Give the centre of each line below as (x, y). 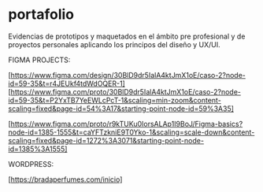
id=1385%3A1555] (38, 149)
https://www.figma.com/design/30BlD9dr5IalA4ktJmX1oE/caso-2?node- (128, 75)
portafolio (41, 15)
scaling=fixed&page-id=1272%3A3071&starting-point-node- (106, 140)
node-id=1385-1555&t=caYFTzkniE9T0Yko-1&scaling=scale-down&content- (131, 132)
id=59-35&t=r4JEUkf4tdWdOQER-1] (67, 83)
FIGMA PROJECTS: (39, 60)
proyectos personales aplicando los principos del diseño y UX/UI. (114, 44)
